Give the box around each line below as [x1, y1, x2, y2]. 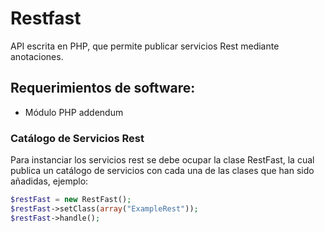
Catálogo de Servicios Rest [10, 131, 145, 145]
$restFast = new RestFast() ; [10, 195, 132, 205]
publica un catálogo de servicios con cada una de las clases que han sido [10, 165, 315, 177]
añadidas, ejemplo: [10, 175, 89, 187]
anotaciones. [10, 50, 64, 62]
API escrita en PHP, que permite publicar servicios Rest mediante [10, 40, 280, 52]
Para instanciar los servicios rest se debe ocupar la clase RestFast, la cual [10, 154, 315, 166]
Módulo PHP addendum [24, 106, 124, 118]
